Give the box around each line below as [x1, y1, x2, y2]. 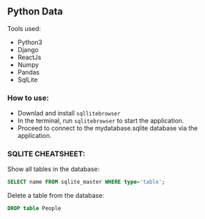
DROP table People [7, 205, 61, 212]
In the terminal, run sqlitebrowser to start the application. [17, 116, 185, 125]
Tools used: [7, 24, 41, 32]
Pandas [17, 68, 40, 76]
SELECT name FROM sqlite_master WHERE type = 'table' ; [7, 179, 166, 186]
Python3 [17, 38, 42, 46]
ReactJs [17, 53, 42, 61]
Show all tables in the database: [7, 165, 100, 173]
